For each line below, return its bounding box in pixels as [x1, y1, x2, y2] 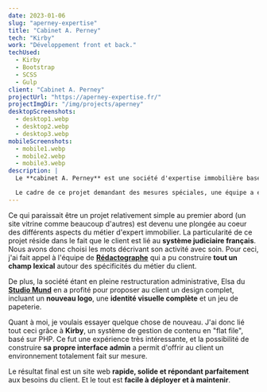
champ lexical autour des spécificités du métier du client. [8, 261, 197, 270]
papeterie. [8, 301, 42, 311]
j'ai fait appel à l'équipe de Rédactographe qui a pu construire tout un [8, 252, 238, 262]
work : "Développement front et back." [8, 41, 137, 49]
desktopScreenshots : [8, 108, 77, 116]
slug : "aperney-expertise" [8, 19, 98, 27]
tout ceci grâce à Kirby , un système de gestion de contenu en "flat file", [8, 325, 244, 335]
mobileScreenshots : [8, 137, 73, 146]
